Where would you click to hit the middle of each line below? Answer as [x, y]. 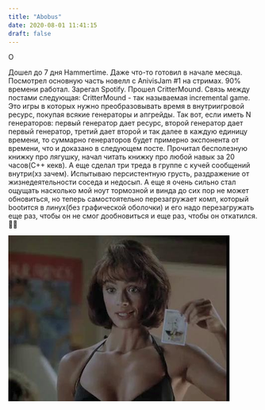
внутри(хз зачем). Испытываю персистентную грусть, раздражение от [129, 174]
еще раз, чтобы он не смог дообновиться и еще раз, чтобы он [114, 216]
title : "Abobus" [35, 17]
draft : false [30, 33]
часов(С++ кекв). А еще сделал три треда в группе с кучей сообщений [129, 165]
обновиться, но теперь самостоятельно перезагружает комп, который [129, 199]
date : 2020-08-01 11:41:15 [53, 25]
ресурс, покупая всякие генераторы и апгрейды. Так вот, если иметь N [130, 114]
